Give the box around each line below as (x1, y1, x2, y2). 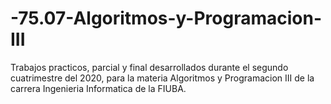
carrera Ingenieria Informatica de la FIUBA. (10, 82, 187, 94)
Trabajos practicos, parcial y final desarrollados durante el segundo (10, 61, 289, 73)
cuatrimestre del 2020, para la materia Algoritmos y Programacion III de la (10, 72, 315, 84)
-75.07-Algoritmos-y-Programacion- (10, 7, 323, 30)
